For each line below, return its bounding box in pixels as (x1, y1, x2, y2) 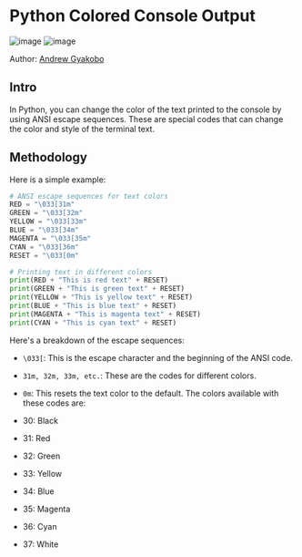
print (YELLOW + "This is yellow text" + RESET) (9, 293, 194, 302)
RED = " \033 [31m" (9, 200, 75, 210)
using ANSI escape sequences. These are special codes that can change (9, 113, 284, 124)
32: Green (22, 450, 61, 461)
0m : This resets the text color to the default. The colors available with (22, 387, 279, 398)
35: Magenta (22, 503, 71, 514)
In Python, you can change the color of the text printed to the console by (9, 104, 282, 115)
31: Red (22, 432, 51, 443)
